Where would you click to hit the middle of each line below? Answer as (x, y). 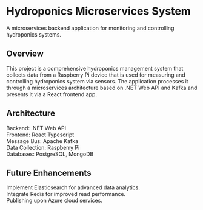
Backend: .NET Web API (36, 128)
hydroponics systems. (34, 34)
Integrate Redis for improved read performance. (66, 194)
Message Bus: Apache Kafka (42, 141)
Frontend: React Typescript (40, 135)
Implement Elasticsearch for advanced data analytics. (73, 187)
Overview (25, 54)
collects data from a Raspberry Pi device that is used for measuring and (96, 75)
